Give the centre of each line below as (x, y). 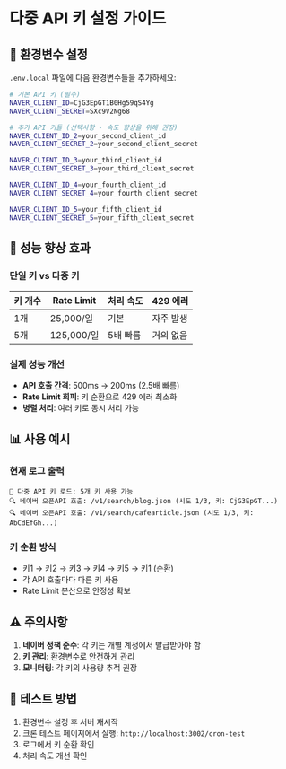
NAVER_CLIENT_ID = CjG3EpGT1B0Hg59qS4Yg (82, 103)
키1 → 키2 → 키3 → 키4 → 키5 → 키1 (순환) (98, 568)
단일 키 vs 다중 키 (44, 275)
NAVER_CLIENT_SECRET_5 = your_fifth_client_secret (102, 218)
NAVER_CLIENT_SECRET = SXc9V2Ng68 (69, 111)
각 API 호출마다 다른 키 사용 (70, 580)
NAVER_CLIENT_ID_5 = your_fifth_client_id (86, 209)
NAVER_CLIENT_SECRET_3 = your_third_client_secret (102, 169)
